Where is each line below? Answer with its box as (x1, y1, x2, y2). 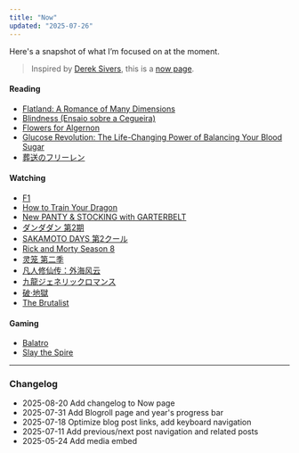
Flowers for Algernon (21, 122, 101, 133)
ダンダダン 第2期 (21, 222, 85, 233)
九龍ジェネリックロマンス (21, 276, 117, 286)
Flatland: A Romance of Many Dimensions (21, 103, 176, 114)
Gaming (9, 317, 39, 328)
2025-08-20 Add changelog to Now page (21, 398, 175, 408)
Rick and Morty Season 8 (21, 243, 116, 254)
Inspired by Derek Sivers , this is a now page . (30, 63, 195, 74)
